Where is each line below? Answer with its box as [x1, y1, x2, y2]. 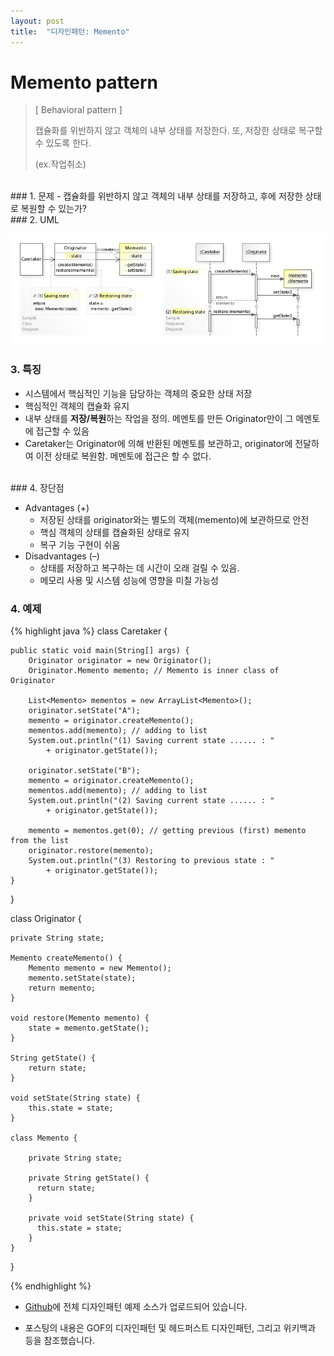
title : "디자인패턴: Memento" [10, 26, 130, 37]
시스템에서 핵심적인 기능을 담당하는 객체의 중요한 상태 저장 [24, 387, 253, 399]
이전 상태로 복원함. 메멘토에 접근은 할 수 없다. [35, 450, 212, 462]
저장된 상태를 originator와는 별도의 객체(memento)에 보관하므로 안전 [39, 513, 310, 525]
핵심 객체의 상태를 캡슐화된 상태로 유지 [39, 526, 190, 538]
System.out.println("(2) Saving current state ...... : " [28, 795, 275, 805]
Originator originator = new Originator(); [28, 655, 213, 665]
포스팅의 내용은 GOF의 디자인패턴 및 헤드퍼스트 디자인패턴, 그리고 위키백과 [24, 1321, 317, 1334]
